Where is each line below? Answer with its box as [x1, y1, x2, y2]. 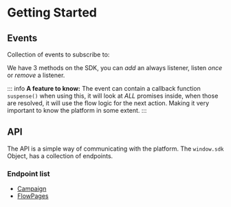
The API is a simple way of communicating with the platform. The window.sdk [7, 144, 224, 153]
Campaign [16, 184, 47, 193]
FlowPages [16, 192, 49, 200]
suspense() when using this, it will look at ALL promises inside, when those [7, 91, 219, 100]
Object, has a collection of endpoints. [7, 151, 113, 160]
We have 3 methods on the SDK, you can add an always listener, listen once [7, 64, 223, 72]
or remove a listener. [7, 71, 65, 79]
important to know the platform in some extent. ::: [7, 107, 147, 114]
